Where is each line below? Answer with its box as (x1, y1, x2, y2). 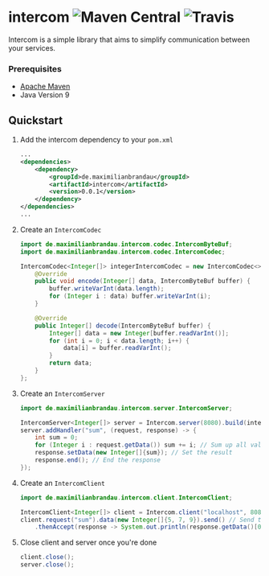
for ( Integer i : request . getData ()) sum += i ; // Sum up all (35, 441, 247, 450)
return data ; (49, 359, 92, 368)
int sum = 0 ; (35, 434, 79, 442)
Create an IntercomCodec (19, 224, 102, 234)
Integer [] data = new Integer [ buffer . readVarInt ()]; (49, 329, 230, 337)
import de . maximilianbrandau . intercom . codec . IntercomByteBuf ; (19, 240, 233, 249)
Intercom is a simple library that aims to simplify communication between (8, 35, 251, 44)
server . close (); (19, 561, 75, 569)
